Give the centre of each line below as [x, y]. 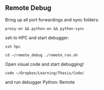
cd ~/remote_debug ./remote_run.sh [41, 55]
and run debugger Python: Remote [40, 82]
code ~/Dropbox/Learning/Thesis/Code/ [45, 73]
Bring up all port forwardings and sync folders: [52, 19]
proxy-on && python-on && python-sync [45, 29]
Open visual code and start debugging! [45, 64]
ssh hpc [13, 46]
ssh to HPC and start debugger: [37, 37]
